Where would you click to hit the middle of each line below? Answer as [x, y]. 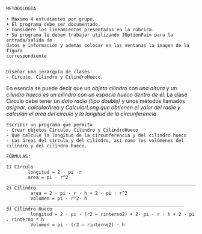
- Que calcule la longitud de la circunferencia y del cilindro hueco [96, 135]
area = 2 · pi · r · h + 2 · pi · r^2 [79, 193]
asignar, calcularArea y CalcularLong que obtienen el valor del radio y [93, 107]
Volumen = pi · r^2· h [59, 199]
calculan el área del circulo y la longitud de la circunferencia [81, 114]
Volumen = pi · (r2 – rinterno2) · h [78, 225]
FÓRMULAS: [19, 156]
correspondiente [26, 56]
